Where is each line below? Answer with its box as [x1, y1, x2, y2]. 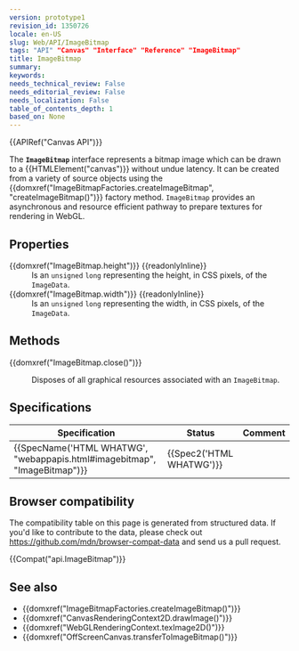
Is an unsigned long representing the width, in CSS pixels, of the [31, 297, 265, 308]
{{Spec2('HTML [167, 447, 234, 460]
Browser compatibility [9, 493, 135, 509]
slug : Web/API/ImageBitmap [9, 37, 109, 47]
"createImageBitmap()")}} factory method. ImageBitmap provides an [9, 192, 255, 203]
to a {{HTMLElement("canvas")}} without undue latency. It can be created [9, 164, 280, 175]
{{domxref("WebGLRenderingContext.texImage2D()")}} [21, 623, 225, 633]
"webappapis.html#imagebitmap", [13, 452, 157, 465]
